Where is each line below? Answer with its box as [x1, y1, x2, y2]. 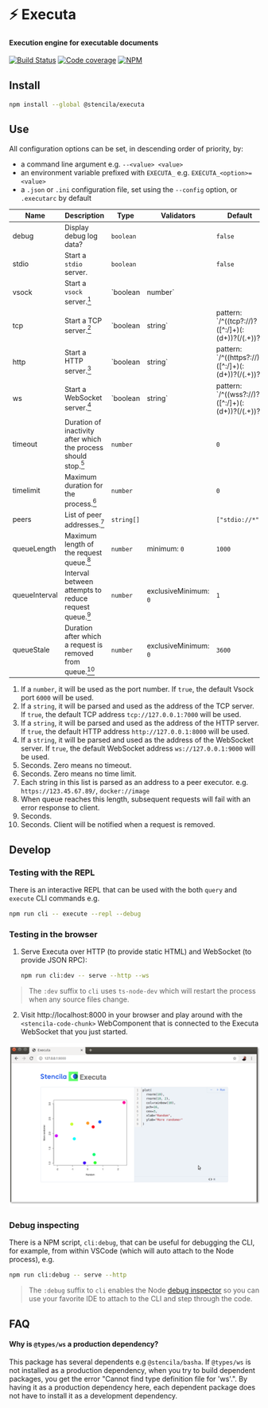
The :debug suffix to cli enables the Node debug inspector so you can [28, 1285, 260, 1295]
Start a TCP [64, 316, 103, 325]
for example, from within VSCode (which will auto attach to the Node [9, 1246, 234, 1256]
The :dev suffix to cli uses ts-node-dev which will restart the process [28, 986, 257, 996]
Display [64, 222, 90, 232]
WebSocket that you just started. [20, 1027, 128, 1037]
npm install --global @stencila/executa [9, 100, 146, 109]
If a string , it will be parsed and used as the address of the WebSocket [20, 735, 254, 745]
